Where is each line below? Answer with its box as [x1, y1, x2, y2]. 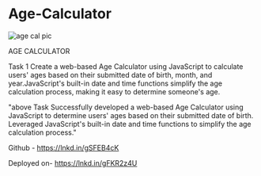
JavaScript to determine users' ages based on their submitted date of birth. [8, 110, 254, 120]
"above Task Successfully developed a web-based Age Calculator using [8, 102, 244, 112]
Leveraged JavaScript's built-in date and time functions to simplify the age [8, 119, 252, 128]
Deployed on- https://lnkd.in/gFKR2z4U [8, 158, 138, 167]
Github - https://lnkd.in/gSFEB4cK [8, 143, 119, 152]
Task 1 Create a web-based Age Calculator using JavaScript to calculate [8, 61, 244, 71]
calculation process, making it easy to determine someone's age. [8, 86, 221, 96]
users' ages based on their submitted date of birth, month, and [8, 70, 213, 79]
